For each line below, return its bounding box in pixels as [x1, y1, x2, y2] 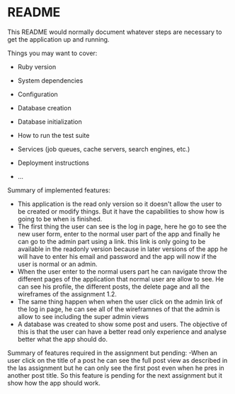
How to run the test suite [17, 131, 90, 139]
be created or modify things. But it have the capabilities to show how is [17, 207, 225, 216]
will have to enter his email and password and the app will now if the [17, 252, 217, 260]
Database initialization [17, 117, 83, 126]
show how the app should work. [7, 378, 101, 387]
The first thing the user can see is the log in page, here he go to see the [17, 222, 227, 231]
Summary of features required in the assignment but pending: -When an [7, 348, 218, 357]
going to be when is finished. [17, 214, 103, 223]
